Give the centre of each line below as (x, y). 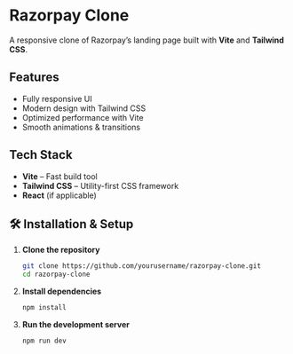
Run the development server (76, 324)
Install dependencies (62, 291)
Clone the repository (61, 250)
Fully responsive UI (57, 98)
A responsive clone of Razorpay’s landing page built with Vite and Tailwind (146, 40)
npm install (44, 308)
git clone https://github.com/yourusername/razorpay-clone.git (142, 266)
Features (34, 78)
